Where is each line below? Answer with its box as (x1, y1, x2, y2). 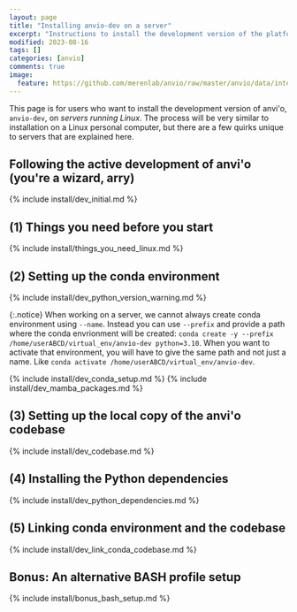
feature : (17, 79, 49, 88)
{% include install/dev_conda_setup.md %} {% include (9, 373, 208, 385)
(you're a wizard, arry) (9, 171, 135, 186)
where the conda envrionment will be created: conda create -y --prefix (9, 328, 274, 339)
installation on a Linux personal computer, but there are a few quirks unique (9, 121, 285, 133)
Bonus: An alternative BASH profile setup (9, 570, 241, 585)
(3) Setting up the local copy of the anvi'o (9, 409, 241, 424)
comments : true (9, 63, 65, 72)
